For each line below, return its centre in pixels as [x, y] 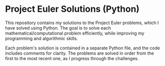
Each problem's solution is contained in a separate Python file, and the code [83, 48]
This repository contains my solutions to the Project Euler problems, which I [82, 23]
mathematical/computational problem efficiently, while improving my [75, 33]
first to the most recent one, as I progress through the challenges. [72, 58]
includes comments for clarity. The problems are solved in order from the [80, 53]
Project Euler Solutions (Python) [72, 9]
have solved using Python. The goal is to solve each [58, 28]
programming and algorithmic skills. [41, 38]
